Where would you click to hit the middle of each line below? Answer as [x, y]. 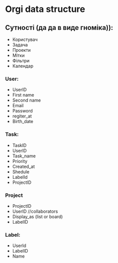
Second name [27, 100]
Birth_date [23, 122]
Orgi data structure [45, 9]
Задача [20, 45]
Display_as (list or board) [37, 216]
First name [23, 95]
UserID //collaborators [35, 211]
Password [23, 111]
